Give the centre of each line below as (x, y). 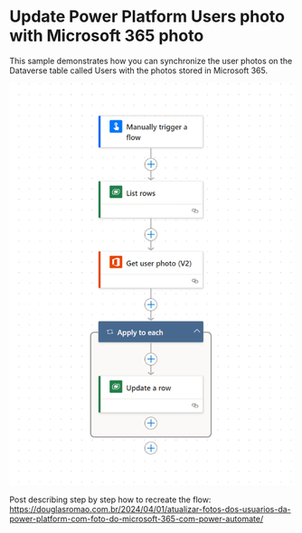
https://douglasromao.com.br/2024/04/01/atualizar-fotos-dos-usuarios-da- (150, 509)
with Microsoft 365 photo (107, 36)
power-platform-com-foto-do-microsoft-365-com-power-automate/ (137, 519)
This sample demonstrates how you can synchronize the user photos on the (151, 61)
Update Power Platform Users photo (147, 17)
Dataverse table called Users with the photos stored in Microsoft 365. (139, 70)
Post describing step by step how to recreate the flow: (110, 500)
